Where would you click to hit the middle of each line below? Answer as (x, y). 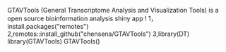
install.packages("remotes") (48, 26)
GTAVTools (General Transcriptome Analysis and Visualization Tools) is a (113, 10)
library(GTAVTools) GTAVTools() (54, 41)
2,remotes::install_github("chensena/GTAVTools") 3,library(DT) (99, 34)
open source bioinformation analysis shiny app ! (77, 18)
